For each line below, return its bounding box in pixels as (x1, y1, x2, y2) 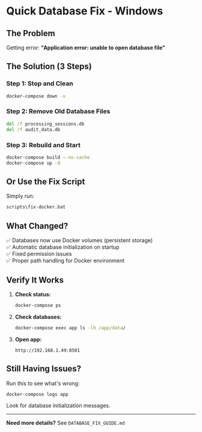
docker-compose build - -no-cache (6, 154, 90, 160)
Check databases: (14, 313, 62, 320)
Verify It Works (6, 275, 64, 285)
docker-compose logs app (6, 391, 69, 397)
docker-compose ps (14, 302, 61, 308)
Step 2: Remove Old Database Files (6, 107, 111, 115)
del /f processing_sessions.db (6, 121, 85, 127)
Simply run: (6, 192, 35, 199)
